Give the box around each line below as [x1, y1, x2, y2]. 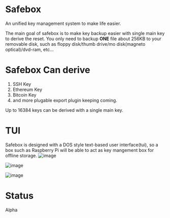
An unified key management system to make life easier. [5, 20, 121, 26]
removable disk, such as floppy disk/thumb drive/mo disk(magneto [5, 41, 146, 47]
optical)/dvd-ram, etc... [5, 46, 54, 52]
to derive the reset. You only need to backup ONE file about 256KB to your [5, 36, 162, 42]
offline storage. [5, 152, 37, 159]
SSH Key [12, 81, 32, 87]
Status [5, 190, 34, 201]
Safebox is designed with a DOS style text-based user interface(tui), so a [5, 141, 158, 148]
